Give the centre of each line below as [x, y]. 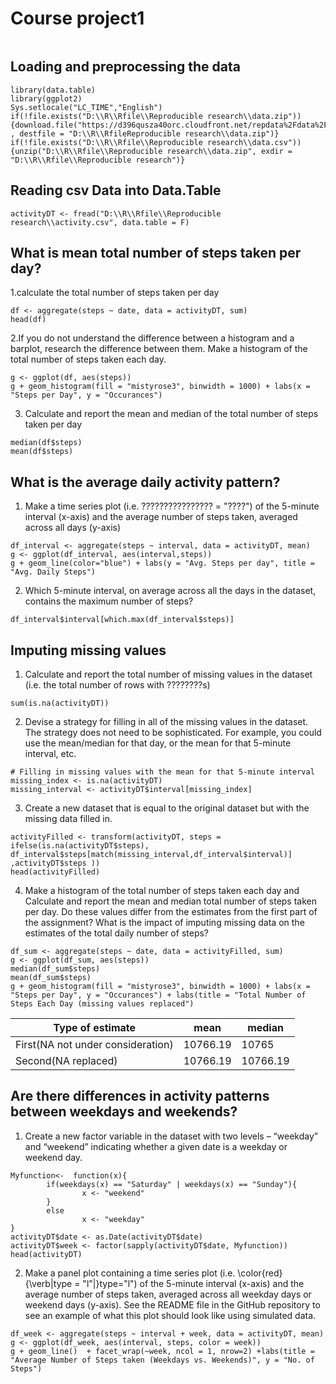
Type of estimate [95, 1027]
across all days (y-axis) [73, 528]
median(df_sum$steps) [55, 969]
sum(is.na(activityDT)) [60, 703]
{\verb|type [48, 1283]
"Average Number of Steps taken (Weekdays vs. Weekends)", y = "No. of [162, 1360]
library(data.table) [53, 90]
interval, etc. [50, 753]
